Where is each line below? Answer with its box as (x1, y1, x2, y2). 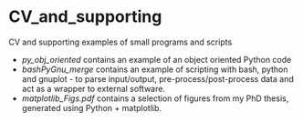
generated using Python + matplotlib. (21, 102, 162, 113)
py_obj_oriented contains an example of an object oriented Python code (21, 54, 292, 65)
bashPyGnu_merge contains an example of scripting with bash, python (21, 64, 288, 75)
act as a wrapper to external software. (21, 83, 166, 94)
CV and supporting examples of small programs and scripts (8, 36, 233, 47)
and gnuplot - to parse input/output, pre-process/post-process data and (21, 73, 294, 84)
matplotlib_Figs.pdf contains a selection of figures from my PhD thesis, (21, 93, 289, 104)
